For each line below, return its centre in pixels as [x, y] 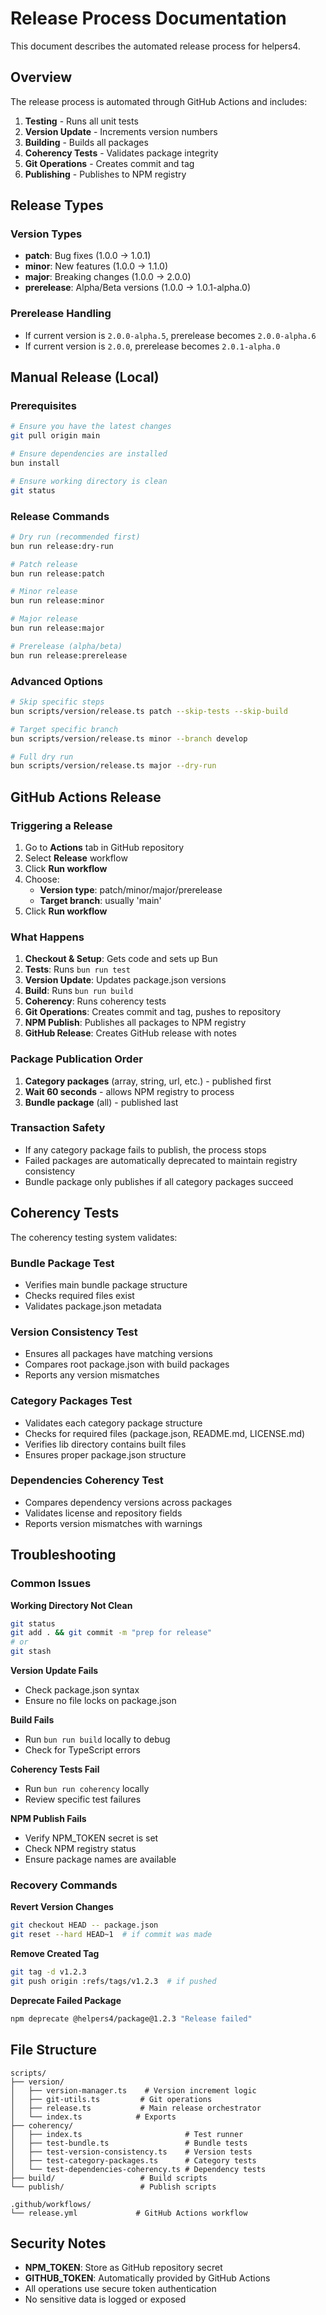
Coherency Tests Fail [55, 1769]
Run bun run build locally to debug [97, 1739]
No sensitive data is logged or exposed [105, 2299]
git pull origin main [55, 436]
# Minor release [44, 592]
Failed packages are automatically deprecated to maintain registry [161, 1160]
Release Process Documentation [148, 18]
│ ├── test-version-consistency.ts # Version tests [131, 2152]
